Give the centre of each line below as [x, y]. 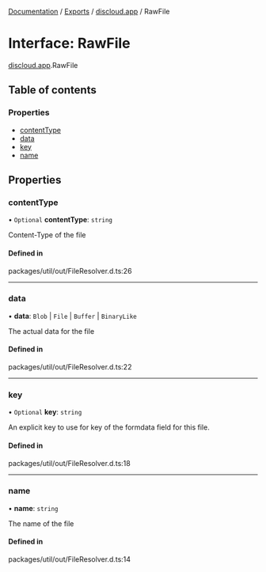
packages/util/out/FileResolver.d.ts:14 [70, 559]
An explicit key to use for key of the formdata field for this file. [109, 427]
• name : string [33, 508]
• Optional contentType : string [61, 220]
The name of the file [41, 523]
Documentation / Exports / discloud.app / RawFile [89, 11]
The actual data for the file [51, 331]
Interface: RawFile [69, 44]
